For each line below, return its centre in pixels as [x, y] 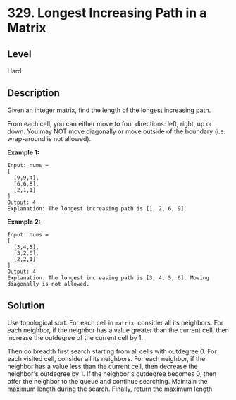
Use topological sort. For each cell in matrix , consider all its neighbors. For [116, 322]
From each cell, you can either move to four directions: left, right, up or [110, 123]
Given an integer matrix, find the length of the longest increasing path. [109, 110]
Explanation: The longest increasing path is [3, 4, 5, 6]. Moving [108, 278]
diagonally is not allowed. [49, 284]
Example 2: [24, 222]
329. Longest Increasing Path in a [107, 13]
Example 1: [24, 152]
